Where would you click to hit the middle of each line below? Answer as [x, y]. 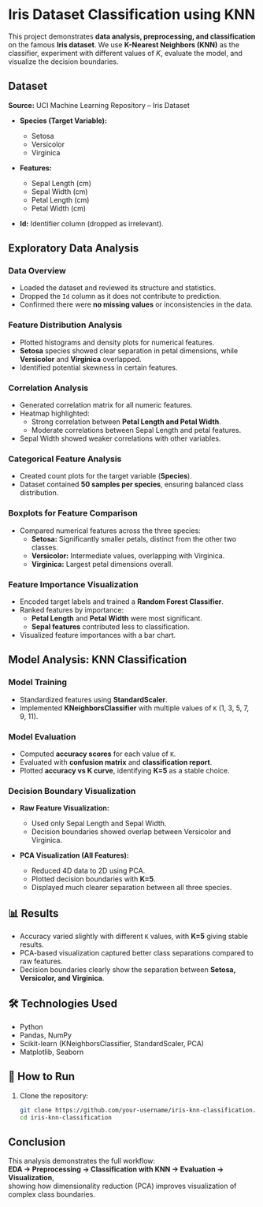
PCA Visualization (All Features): [74, 855]
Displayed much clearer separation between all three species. [131, 888]
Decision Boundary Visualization [72, 791]
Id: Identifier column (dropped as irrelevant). [91, 223]
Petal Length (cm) [60, 199]
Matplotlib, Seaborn [52, 1052]
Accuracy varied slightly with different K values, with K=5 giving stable [133, 937]
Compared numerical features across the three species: [110, 531]
